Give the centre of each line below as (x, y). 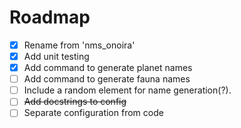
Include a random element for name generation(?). (127, 90)
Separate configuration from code (93, 113)
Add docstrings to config (75, 102)
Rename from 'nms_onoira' (79, 45)
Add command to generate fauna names (107, 79)
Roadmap (50, 17)
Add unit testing (56, 56)
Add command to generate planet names (108, 68)
